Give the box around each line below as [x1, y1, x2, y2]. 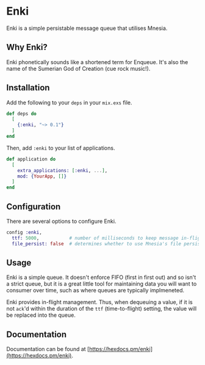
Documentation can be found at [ [6, 345, 90, 353]
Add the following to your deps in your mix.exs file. [6, 99, 132, 106]
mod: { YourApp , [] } [17, 173, 67, 179]
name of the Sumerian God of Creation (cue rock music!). [6, 65, 151, 72]
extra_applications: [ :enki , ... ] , [17, 167, 108, 173]
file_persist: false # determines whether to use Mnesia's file [12, 240, 182, 247]
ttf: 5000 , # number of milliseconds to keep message [12, 235, 179, 241]
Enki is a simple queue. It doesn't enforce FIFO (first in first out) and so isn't [6, 273, 196, 281]
